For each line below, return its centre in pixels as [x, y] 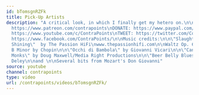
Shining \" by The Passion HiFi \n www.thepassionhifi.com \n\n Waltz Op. [100, 45]
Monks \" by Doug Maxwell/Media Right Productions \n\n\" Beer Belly [95, 55]
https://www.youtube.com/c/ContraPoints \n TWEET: [73, 34]
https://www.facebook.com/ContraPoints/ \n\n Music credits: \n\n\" [94, 39]
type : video [21, 77]
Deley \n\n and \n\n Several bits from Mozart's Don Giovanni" [87, 61]
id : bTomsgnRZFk [26, 12]
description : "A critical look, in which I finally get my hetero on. [95, 22]
